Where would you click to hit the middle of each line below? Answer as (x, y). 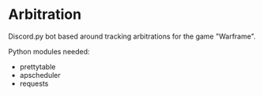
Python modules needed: (49, 51)
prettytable (38, 66)
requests (34, 83)
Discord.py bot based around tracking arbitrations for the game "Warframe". (132, 36)
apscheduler (40, 75)
